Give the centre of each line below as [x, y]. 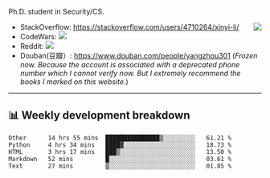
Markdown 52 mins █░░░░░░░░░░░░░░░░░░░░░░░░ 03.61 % [120, 159]
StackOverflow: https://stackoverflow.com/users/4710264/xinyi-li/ [129, 27]
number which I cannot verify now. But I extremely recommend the [130, 73]
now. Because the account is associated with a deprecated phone [130, 65]
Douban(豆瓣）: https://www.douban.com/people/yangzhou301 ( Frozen [139, 56]
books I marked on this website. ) [74, 82]
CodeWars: [39, 36]
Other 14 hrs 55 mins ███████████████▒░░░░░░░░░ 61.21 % [120, 138]
